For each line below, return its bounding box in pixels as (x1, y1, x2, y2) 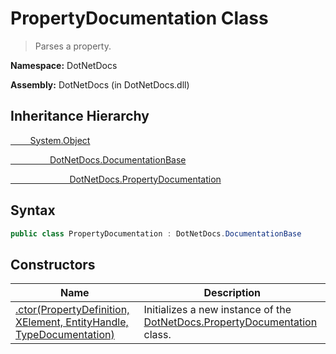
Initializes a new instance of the (143, 303, 292, 317)
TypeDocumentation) (15, 328, 115, 342)
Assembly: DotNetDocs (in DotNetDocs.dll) (10, 78, 190, 91)
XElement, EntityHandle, (15, 315, 129, 329)
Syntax (10, 202, 56, 219)
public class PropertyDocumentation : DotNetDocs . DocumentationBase (10, 228, 302, 239)
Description (203, 286, 261, 300)
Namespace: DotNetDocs (10, 59, 118, 71)
